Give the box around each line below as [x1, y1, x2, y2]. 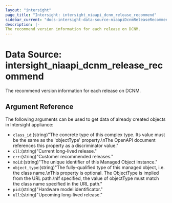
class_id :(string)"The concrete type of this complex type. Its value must [12, 132, 165, 138]
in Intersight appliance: [5, 121, 54, 127]
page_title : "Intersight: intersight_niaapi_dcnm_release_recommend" [5, 12, 157, 17]
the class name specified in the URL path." [12, 180, 102, 187]
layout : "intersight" [5, 7, 52, 13]
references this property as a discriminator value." [12, 142, 119, 149]
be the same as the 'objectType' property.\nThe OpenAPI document [12, 137, 156, 143]
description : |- [5, 22, 40, 27]
